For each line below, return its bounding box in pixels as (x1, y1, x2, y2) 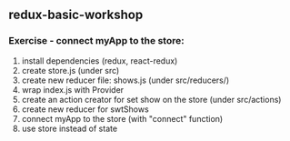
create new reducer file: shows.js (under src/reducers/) (21, 75, 230, 86)
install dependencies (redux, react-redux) (21, 55, 178, 66)
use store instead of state (21, 123, 118, 134)
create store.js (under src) (21, 65, 120, 76)
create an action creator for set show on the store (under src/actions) (21, 94, 282, 105)
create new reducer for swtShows (21, 104, 149, 115)
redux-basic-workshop (8, 7, 144, 23)
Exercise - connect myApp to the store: (8, 35, 185, 47)
